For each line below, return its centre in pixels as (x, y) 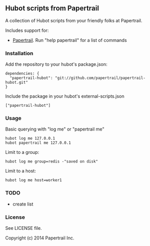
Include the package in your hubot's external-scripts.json (65, 96)
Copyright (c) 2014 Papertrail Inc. (40, 238)
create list (23, 204)
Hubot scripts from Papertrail (52, 8)
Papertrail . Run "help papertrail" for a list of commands (70, 40)
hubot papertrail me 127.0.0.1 (38, 143)
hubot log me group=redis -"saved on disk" (52, 161)
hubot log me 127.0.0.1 (30, 139)
